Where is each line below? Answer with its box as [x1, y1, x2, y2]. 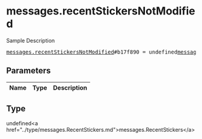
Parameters [6, 66, 51, 76]
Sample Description [6, 37, 55, 44]
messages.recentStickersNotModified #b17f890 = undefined [6, 48, 178, 55]
